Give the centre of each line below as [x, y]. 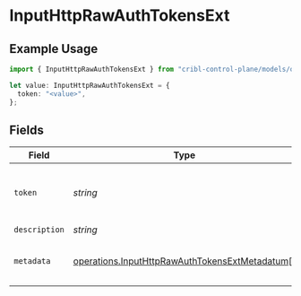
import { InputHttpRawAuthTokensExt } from [92, 69]
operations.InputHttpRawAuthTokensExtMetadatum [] [184, 261]
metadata [32, 261]
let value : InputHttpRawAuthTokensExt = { [90, 85]
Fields [27, 130]
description [39, 230]
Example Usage [54, 49]
